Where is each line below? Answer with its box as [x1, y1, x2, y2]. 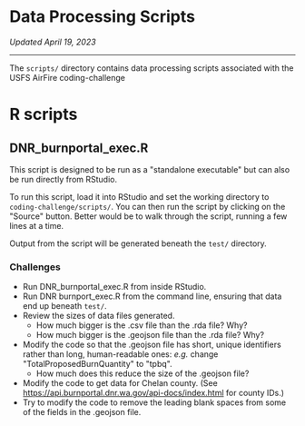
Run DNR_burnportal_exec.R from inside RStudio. [22, 282, 207, 292]
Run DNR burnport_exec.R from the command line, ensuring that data [22, 291, 282, 302]
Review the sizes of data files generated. [22, 311, 175, 322]
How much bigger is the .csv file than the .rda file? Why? [35, 320, 248, 331]
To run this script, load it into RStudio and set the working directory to [9, 191, 270, 202]
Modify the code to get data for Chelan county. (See [22, 378, 218, 389]
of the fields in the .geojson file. [22, 407, 142, 418]
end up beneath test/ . [22, 301, 107, 312]
